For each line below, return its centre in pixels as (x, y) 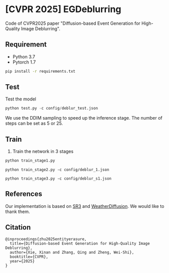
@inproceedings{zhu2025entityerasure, (46, 239)
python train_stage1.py (30, 161)
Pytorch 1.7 (24, 62)
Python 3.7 (24, 57)
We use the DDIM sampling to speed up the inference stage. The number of (84, 118)
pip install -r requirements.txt (40, 71)
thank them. (18, 211)
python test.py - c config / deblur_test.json (52, 108)
